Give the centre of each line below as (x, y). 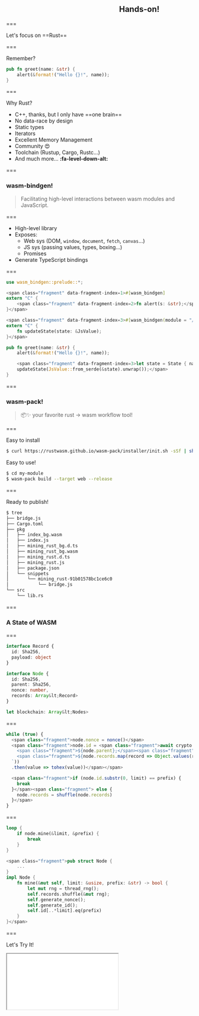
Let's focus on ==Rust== (36, 35)
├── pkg (16, 529)
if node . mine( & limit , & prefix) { (58, 834)
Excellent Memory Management (54, 140)
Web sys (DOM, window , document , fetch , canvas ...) (84, 241)
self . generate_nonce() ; (57, 899)
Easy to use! (21, 463)
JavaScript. (35, 205)
